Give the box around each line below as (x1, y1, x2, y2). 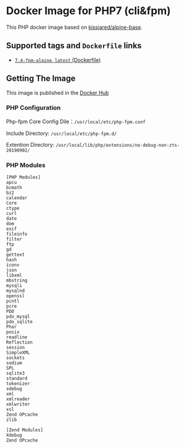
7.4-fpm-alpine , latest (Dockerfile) (14, 56, 101, 63)
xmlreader (6, 396, 31, 402)
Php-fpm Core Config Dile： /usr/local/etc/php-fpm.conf (6, 118, 146, 125)
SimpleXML (6, 350, 31, 356)
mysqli (6, 283, 22, 289)
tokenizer (6, 381, 31, 387)
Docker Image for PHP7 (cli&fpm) (6, 4, 171, 18)
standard (6, 375, 28, 381)
